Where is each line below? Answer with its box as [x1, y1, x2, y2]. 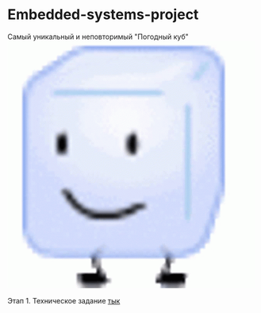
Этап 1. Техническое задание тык [7, 296, 121, 305]
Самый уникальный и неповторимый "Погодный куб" [7, 32, 190, 41]
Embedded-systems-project [7, 6, 199, 24]
